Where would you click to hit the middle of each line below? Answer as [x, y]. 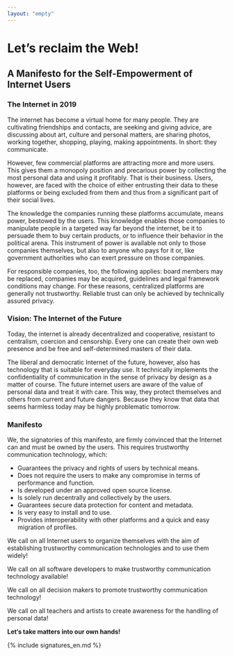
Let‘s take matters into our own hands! [64, 632]
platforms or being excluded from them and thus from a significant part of [113, 192]
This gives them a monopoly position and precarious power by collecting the [117, 170]
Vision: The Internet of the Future [65, 319]
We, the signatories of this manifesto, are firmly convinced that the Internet [115, 440]
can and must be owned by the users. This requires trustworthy [98, 447]
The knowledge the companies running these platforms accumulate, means [115, 213]
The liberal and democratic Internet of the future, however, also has [104, 362]
